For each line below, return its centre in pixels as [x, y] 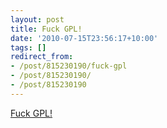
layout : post [37, 19]
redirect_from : [42, 57]
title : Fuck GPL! [46, 29]
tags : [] [28, 47]
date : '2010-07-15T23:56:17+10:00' [84, 38]
